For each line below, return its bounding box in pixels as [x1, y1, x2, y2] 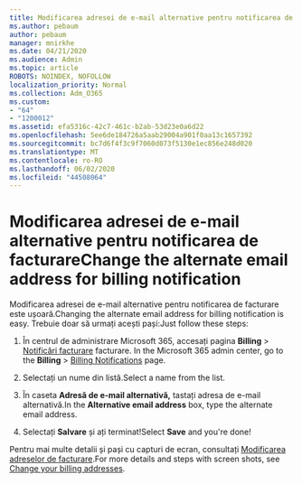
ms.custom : [9, 97, 51, 107]
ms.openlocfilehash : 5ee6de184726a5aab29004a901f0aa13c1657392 [9, 131, 253, 140]
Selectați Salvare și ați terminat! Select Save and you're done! [22, 426, 251, 438]
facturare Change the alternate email [9, 250, 288, 271]
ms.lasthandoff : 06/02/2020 [9, 164, 116, 173]
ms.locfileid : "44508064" [9, 172, 107, 181]
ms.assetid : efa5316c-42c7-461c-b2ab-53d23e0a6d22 [9, 123, 204, 132]
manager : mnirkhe [9, 38, 75, 48]
